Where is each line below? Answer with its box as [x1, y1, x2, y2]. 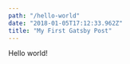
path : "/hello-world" [8, 11, 81, 20]
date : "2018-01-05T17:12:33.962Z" [8, 19, 124, 27]
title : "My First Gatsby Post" [8, 26, 112, 34]
